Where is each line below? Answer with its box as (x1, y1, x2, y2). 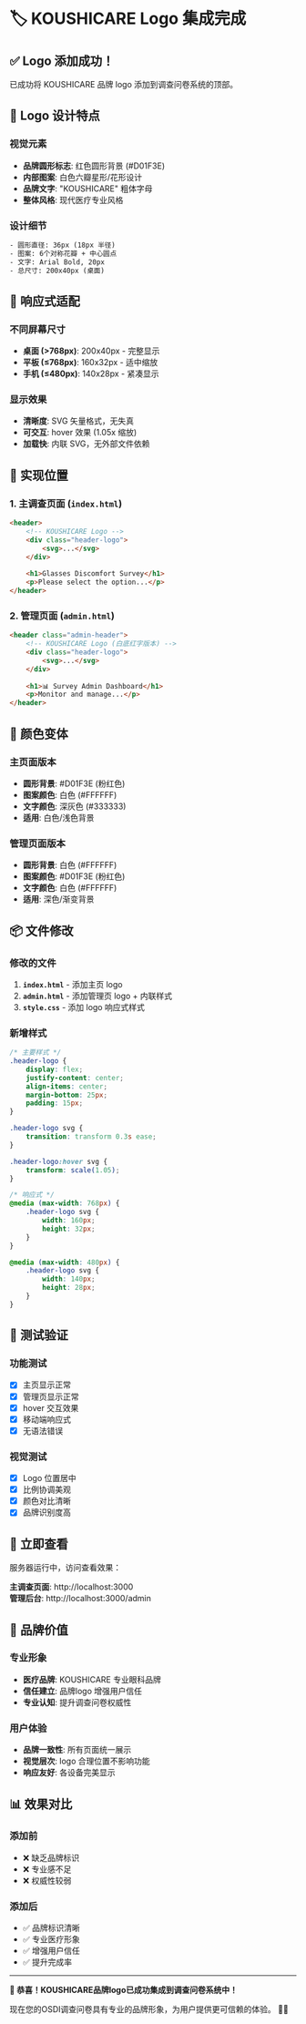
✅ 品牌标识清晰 (22, 1923, 80, 1934)
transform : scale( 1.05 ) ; (25, 1165, 120, 1175)
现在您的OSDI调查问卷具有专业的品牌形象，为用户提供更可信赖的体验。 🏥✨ (9, 2004, 289, 2015)
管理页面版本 (9, 837, 66, 850)
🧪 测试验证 (9, 1327, 68, 1344)
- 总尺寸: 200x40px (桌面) (9, 266, 105, 275)
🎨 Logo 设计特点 (9, 108, 100, 124)
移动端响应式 (22, 1414, 71, 1425)
